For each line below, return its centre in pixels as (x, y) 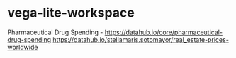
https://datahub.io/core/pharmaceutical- (164, 32)
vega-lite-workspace (71, 13)
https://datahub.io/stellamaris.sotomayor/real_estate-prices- (141, 39)
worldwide (23, 47)
